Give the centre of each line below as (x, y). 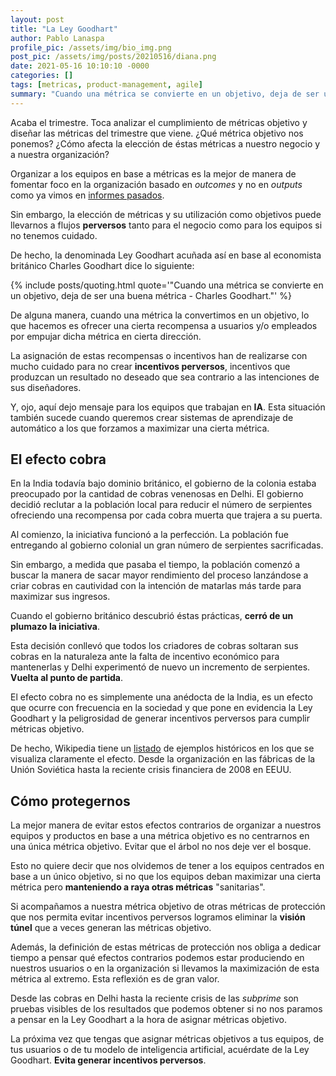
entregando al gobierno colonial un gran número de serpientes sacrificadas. (167, 545)
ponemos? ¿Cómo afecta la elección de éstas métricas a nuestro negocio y (165, 143)
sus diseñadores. (46, 387)
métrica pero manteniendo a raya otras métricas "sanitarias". (138, 887)
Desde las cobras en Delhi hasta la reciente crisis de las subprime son (154, 998)
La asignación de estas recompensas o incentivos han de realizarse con (159, 355)
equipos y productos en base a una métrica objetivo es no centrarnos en (160, 836)
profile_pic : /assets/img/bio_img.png (91, 47)
